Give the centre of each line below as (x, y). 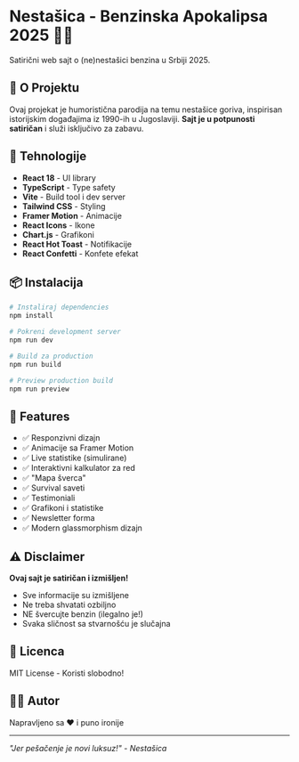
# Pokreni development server (65, 332)
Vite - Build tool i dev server (74, 197)
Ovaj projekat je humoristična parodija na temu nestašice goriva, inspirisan (146, 109)
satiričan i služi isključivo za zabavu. (77, 128)
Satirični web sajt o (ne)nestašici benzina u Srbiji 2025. (110, 60)
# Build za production (51, 356)
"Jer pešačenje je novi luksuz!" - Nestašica (88, 748)
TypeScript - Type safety (69, 187)
